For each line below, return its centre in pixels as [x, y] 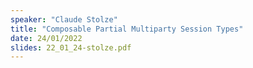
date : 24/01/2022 [46, 38]
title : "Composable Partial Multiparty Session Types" [127, 29]
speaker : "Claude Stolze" [64, 19]
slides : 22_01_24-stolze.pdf [71, 47]
